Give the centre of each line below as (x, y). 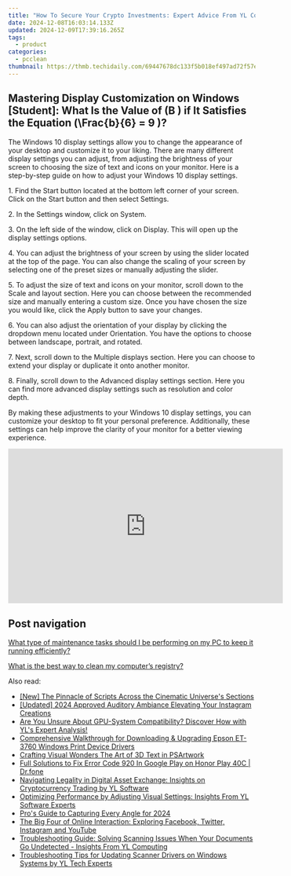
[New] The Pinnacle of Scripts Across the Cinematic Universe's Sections (137, 697)
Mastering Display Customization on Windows (124, 99)
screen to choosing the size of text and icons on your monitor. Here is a (124, 167)
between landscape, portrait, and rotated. (75, 342)
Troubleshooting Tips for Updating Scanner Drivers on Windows (123, 855)
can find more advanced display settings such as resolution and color (120, 389)
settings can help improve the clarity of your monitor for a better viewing (125, 429)
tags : (17, 37)
